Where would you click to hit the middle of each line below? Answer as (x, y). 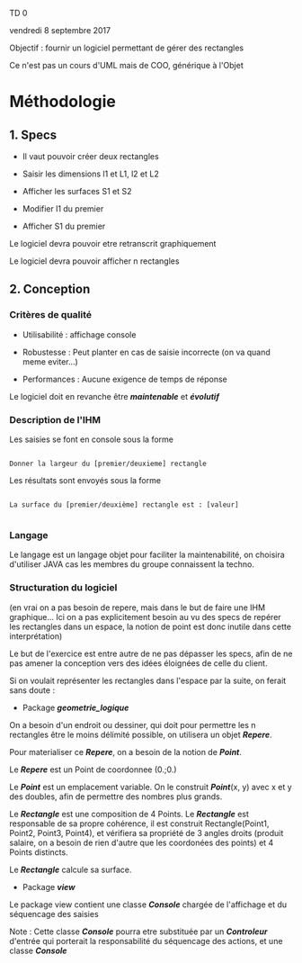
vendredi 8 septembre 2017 (60, 30)
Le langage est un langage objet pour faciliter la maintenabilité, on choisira (147, 555)
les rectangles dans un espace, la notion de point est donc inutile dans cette (151, 626)
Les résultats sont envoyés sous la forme (85, 480)
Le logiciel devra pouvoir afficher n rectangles (94, 261)
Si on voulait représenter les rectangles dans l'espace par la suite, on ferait (148, 680)
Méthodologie (63, 102)
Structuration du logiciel (63, 588)
